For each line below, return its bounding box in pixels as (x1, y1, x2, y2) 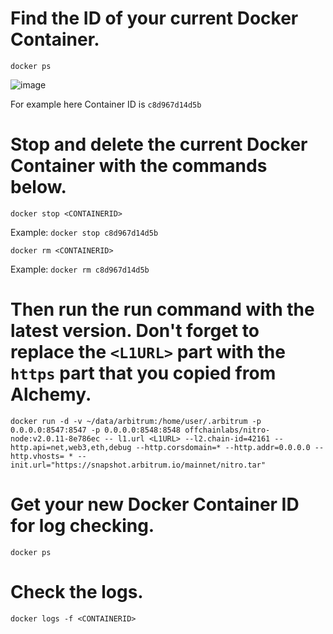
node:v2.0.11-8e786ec (10, 433, 101, 444)
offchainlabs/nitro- (184, 425, 271, 435)
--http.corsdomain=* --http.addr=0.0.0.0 (135, 442, 311, 452)
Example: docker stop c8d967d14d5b (10, 226, 159, 238)
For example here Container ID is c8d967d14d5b (10, 98, 202, 110)
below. (10, 176, 67, 199)
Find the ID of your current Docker (10, 7, 299, 30)
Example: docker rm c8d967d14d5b (10, 263, 150, 275)
